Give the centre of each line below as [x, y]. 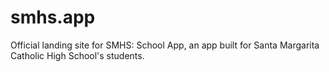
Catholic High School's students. [77, 55]
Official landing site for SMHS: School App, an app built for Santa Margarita [165, 45]
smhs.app [53, 17]
